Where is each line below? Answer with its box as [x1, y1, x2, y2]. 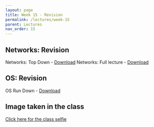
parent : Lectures [5, 22, 42, 27]
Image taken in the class [5, 102, 84, 111]
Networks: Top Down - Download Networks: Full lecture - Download [5, 59, 149, 65]
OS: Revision [5, 74, 47, 82]
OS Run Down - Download [5, 88, 60, 94]
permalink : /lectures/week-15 [5, 17, 70, 22]
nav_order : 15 [5, 27, 36, 32]
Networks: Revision [5, 46, 70, 54]
